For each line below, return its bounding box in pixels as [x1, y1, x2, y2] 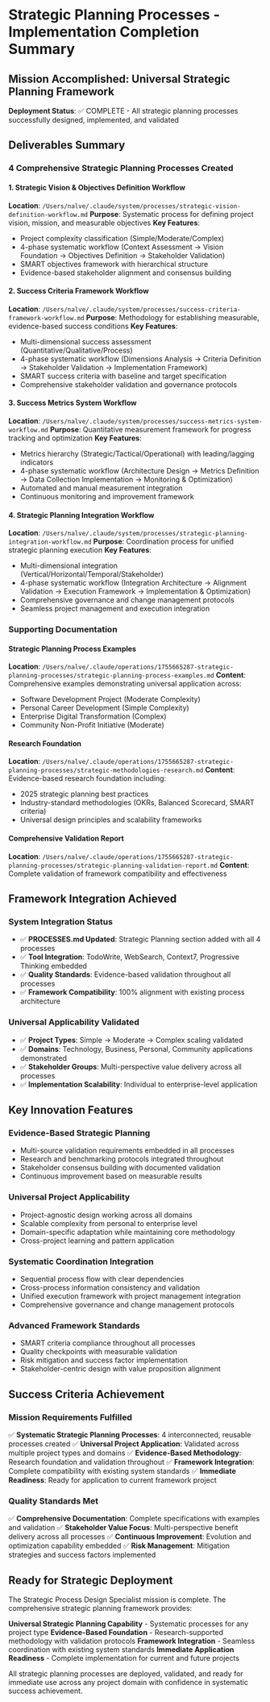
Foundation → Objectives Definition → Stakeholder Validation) [19, 250, 226, 260]
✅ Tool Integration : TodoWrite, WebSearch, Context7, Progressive [19, 952, 240, 962]
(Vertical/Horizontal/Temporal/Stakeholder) [19, 569, 164, 579]
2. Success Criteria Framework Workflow [8, 286, 149, 296]
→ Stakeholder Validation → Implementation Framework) [19, 362, 208, 372]
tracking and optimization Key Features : [8, 433, 143, 443]
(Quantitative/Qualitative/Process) [19, 345, 133, 355]
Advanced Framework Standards [8, 1320, 140, 1331]
